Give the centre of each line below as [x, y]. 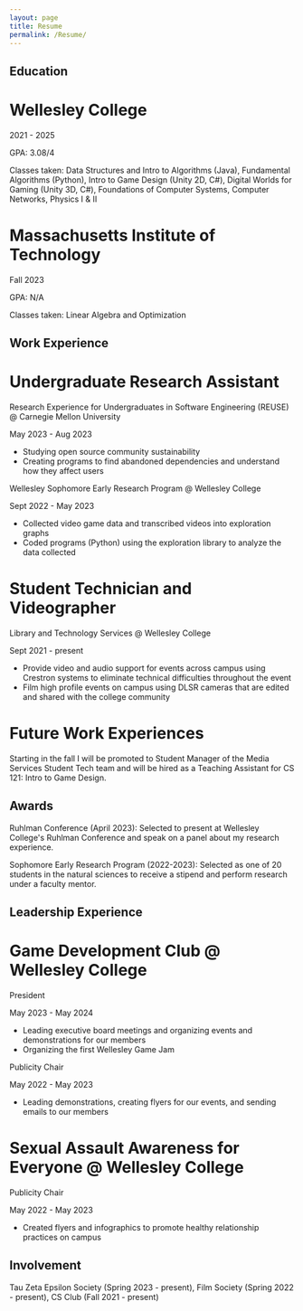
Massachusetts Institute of [113, 235]
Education [39, 71]
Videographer [63, 608]
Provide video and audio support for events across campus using [144, 668]
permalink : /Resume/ [48, 34]
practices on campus [62, 1237]
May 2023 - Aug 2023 [51, 434]
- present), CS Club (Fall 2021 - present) [84, 1297]
